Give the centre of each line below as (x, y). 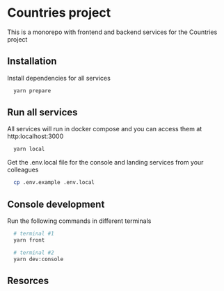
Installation (32, 61)
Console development (56, 204)
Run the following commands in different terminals (79, 221)
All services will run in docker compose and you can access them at (105, 129)
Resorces (28, 280)
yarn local (29, 149)
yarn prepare (32, 91)
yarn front (29, 240)
